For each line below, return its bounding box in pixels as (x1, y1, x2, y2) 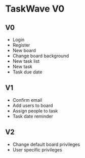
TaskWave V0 (5, 3, 65, 15)
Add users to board (12, 102, 53, 108)
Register (12, 42, 30, 48)
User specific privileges (12, 146, 62, 152)
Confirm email (12, 97, 42, 103)
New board (12, 48, 36, 53)
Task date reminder (12, 113, 53, 119)
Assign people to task (12, 107, 58, 114)
